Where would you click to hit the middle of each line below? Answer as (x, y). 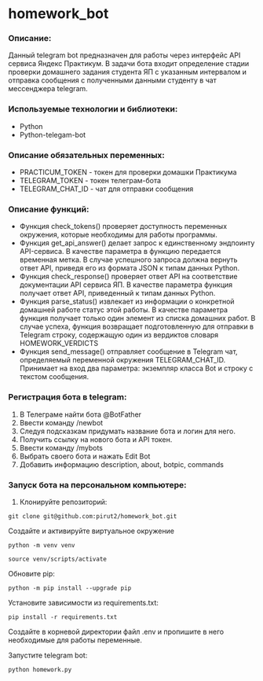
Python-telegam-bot (53, 134)
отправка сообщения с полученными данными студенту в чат (113, 80)
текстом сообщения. (54, 377)
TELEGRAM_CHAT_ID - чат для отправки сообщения (106, 189)
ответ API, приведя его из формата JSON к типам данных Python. (130, 268)
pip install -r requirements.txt (63, 617)
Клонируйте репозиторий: (63, 502)
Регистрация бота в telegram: (68, 397)
